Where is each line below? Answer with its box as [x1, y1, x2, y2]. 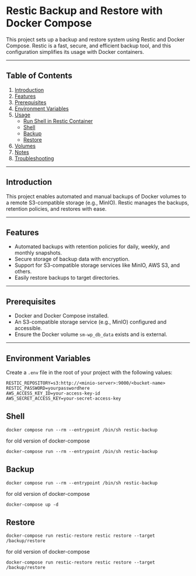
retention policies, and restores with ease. [6, 205, 107, 212]
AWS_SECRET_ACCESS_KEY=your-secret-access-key [6, 396, 121, 402]
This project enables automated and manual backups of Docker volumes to [6, 193, 187, 200]
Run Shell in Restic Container [23, 117, 93, 124]
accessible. [14, 325, 43, 332]
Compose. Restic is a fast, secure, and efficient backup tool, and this [6, 42, 171, 49]
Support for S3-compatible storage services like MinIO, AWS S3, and [14, 262, 180, 269]
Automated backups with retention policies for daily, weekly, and [14, 243, 170, 250]
